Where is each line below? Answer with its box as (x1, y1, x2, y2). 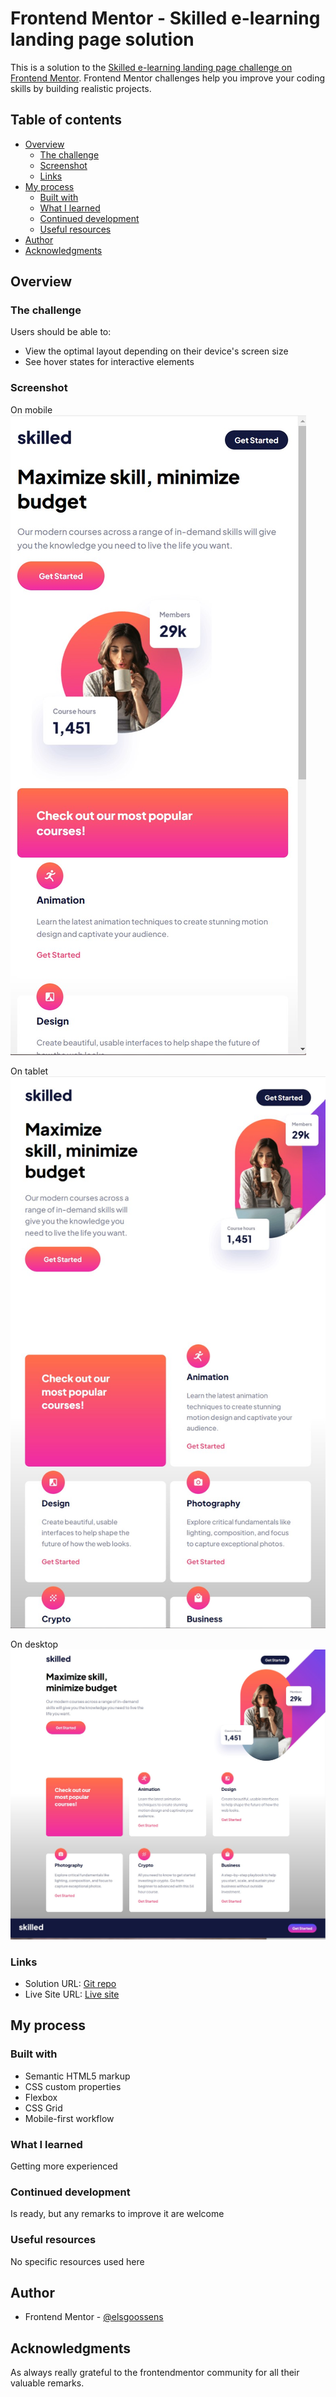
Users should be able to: (10, 326, 112, 338)
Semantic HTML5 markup (24, 2070, 131, 2082)
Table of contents (10, 112, 122, 129)
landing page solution (10, 28, 195, 51)
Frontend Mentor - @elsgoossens (24, 2311, 164, 2323)
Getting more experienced (10, 2160, 118, 2172)
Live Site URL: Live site (24, 1988, 120, 2001)
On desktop (10, 1638, 59, 1650)
